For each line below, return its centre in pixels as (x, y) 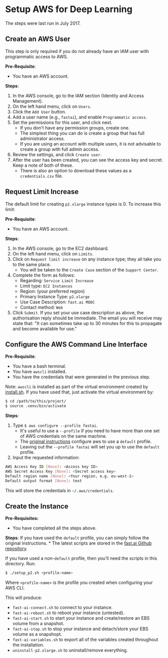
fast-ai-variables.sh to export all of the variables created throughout (85, 640)
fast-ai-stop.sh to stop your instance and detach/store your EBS (80, 629)
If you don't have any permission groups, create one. (75, 127)
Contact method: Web (41, 307)
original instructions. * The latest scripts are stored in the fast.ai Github (78, 543)
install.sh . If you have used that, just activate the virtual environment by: (80, 392)
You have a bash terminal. (39, 366)
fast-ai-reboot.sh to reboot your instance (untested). (68, 613)
